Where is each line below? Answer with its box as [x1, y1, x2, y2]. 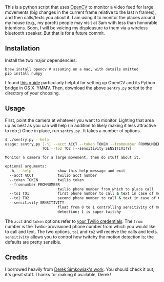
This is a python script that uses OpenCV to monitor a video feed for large [5, 4, 154, 10]
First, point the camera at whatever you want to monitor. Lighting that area [5, 117, 154, 123]
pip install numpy [5, 71, 42, 76]
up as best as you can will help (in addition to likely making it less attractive [5, 122, 156, 128]
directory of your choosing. [5, 90, 60, 96]
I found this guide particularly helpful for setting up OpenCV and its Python [5, 79, 155, 85]
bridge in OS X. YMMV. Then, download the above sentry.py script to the [5, 85, 152, 91]
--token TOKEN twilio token [9, 177, 84, 183]
